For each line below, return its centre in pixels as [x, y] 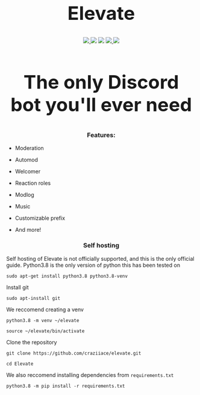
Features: [101, 135]
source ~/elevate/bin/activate [45, 331]
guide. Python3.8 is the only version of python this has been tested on [93, 265]
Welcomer [28, 172]
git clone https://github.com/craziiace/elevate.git [74, 353]
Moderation [29, 148]
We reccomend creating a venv [45, 309]
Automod [26, 160]
